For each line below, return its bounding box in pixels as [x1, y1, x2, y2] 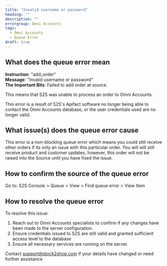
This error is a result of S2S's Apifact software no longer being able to [5, 101, 149, 107]
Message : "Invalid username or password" [5, 77, 94, 83]
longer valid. [5, 111, 31, 117]
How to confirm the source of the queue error [5, 170, 149, 178]
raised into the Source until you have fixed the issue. [5, 155, 113, 161]
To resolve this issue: [5, 210, 49, 216]
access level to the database [12, 236, 71, 242]
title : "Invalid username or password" [5, 7, 88, 12]
